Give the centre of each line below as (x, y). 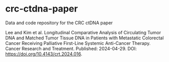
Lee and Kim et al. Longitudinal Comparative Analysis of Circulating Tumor (83, 32)
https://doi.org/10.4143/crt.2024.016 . (44, 54)
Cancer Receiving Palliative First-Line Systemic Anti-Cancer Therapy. (78, 43)
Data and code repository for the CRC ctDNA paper (59, 23)
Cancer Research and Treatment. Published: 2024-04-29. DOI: (71, 48)
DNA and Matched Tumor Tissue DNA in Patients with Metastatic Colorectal (84, 38)
